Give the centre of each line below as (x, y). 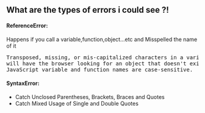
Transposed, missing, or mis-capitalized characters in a (95, 57)
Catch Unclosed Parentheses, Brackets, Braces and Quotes (90, 97)
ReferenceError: (27, 25)
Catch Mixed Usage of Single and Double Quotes (77, 103)
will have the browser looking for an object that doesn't (97, 63)
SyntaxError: (23, 83)
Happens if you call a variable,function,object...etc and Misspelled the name (102, 39)
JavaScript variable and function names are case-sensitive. (100, 69)
